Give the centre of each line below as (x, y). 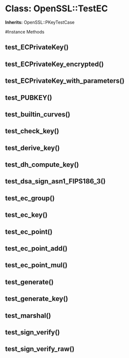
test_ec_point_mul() (36, 265)
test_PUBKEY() (29, 97)
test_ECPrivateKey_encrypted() (55, 64)
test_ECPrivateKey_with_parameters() (65, 81)
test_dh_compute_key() (42, 165)
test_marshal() (28, 315)
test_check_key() (32, 131)
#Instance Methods (25, 32)
